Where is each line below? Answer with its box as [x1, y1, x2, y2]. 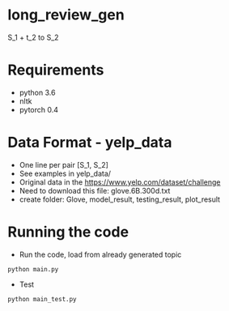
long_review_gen [7, 6, 125, 24]
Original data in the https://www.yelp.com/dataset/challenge [19, 177, 221, 187]
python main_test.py [7, 295, 78, 303]
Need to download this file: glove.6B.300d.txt [19, 185, 171, 195]
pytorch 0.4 [19, 104, 58, 114]
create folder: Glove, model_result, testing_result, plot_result [19, 194, 220, 204]
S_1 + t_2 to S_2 [7, 32, 59, 42]
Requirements [7, 61, 104, 79]
